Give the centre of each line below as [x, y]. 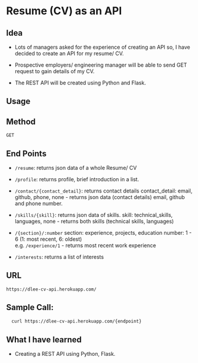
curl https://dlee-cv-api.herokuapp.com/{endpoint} [77, 321]
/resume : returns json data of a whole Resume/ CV [76, 168]
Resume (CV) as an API [64, 11]
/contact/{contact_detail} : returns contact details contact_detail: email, [103, 191]
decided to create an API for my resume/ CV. [69, 53]
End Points [26, 154]
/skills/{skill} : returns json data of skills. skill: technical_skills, [94, 215]
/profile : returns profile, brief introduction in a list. [77, 179]
